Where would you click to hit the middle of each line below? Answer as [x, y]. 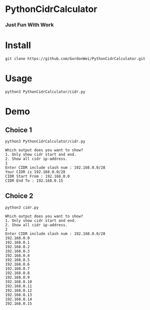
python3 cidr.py [22, 207]
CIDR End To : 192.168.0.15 [34, 181]
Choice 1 [19, 130]
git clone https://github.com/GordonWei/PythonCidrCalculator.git [75, 59]
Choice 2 [19, 196]
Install [18, 45]
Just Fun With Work [30, 25]
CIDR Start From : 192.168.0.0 [37, 176]
